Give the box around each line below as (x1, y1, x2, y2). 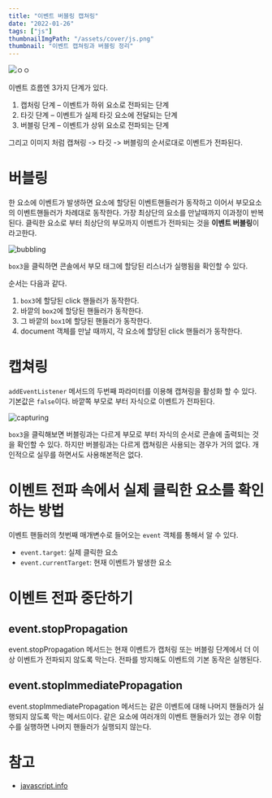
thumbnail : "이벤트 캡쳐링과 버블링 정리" (8, 42, 134, 50)
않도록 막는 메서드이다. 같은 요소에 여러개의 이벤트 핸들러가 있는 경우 (29, 711, 247, 721)
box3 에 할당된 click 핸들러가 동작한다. (19, 296, 140, 306)
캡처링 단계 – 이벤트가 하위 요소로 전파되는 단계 (19, 100, 169, 110)
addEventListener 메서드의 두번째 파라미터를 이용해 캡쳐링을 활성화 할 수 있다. (8, 386, 257, 395)
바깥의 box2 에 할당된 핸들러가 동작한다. (19, 306, 144, 316)
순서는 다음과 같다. (8, 278, 67, 289)
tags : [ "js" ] (8, 27, 53, 35)
